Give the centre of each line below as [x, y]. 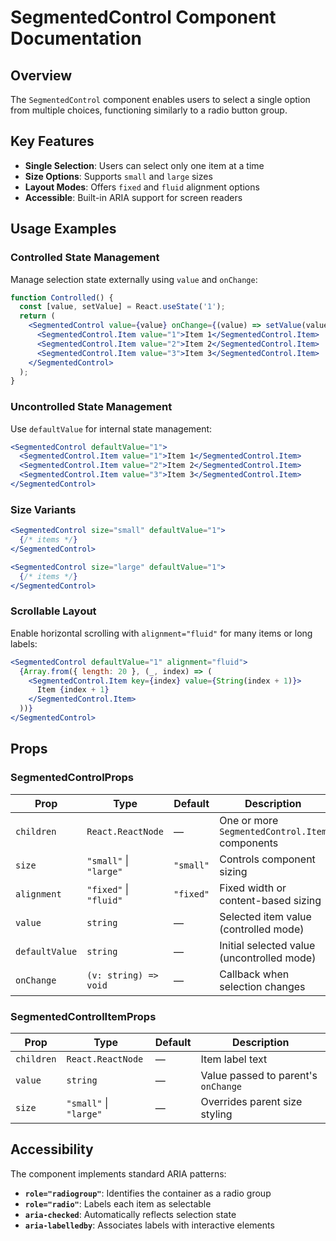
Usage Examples [63, 229]
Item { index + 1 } [73, 690]
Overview [41, 75]
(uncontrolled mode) [268, 958]
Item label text [234, 1059]
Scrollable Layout [53, 611]
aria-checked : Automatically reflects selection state [130, 1214]
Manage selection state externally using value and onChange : [134, 279]
